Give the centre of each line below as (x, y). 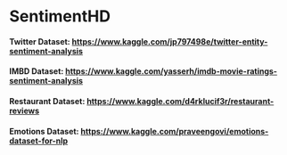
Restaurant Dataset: (47, 101)
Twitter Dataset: (40, 41)
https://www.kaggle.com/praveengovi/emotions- (175, 131)
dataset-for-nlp (39, 141)
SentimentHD (60, 16)
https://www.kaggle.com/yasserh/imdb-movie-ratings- (172, 71)
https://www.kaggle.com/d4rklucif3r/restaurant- (180, 101)
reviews (25, 110)
